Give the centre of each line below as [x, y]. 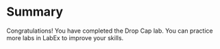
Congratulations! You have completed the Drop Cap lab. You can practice [110, 31]
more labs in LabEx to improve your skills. [65, 37]
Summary [35, 12]
